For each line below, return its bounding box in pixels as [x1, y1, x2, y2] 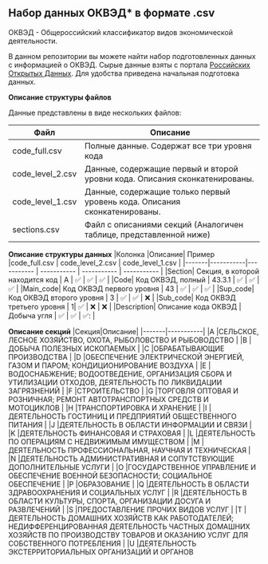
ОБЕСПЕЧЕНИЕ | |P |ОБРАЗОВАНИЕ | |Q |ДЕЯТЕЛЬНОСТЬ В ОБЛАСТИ [8, 479, 250, 489]
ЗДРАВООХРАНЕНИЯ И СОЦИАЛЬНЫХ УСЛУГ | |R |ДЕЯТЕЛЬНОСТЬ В [8, 487, 247, 497]
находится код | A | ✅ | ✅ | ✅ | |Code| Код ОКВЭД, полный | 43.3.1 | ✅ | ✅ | [8, 274, 260, 284]
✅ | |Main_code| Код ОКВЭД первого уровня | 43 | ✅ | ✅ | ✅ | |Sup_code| [8, 283, 254, 294]
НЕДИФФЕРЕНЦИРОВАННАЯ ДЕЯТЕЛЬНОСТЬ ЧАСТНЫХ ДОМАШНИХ [8, 522, 250, 531]
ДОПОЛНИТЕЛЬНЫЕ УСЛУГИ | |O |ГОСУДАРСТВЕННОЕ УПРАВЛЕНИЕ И [8, 462, 257, 471]
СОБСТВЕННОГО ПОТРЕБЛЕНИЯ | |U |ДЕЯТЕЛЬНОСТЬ [8, 538, 197, 548]
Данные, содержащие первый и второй [85, 163, 238, 174]
